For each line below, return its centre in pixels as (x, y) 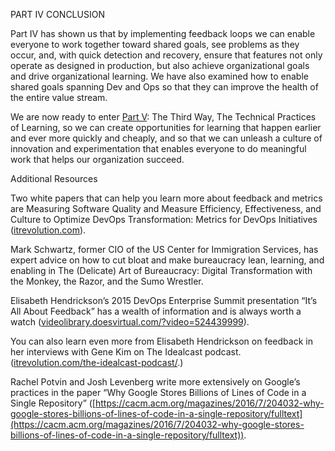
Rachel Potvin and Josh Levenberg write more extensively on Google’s (155, 382)
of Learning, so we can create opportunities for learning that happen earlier (166, 127)
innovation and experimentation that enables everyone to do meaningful (158, 148)
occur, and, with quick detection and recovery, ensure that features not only (166, 55)
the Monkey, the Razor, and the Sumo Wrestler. (107, 281)
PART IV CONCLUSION (57, 14)
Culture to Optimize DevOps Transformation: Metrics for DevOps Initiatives (164, 219)
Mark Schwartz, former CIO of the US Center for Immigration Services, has (164, 249)
